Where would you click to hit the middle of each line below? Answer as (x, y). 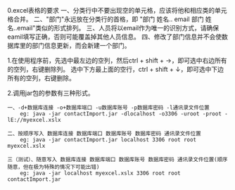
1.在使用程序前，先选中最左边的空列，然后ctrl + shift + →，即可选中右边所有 (117, 61)
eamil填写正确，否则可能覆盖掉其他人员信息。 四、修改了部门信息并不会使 (115, 37)
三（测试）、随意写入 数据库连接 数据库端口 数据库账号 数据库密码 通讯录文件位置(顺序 (118, 160)
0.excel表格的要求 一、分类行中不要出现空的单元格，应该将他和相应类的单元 (117, 10)
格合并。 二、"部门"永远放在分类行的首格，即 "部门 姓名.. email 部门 (106, 19)
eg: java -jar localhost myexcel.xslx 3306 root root (100, 173)
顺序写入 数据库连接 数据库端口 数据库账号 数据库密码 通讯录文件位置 (112, 134)
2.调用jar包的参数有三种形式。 (51, 93)
